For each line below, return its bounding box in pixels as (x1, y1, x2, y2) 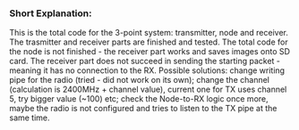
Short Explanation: (9, 7, 92, 20)
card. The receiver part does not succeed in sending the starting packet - (9, 56, 280, 67)
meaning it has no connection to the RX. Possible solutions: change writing (9, 65, 285, 76)
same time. (9, 112, 51, 123)
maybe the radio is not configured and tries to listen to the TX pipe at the (9, 103, 278, 114)
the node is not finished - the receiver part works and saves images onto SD (9, 46, 291, 57)
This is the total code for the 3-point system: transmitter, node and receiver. (9, 28, 288, 38)
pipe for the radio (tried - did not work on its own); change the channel (9, 75, 270, 85)
